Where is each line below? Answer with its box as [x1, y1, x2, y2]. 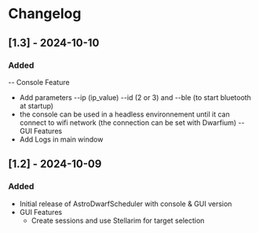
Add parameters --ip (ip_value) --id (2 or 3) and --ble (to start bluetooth [19, 92, 251, 102]
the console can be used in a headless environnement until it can [19, 109, 230, 119]
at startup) [19, 101, 53, 110]
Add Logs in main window [19, 135, 104, 144]
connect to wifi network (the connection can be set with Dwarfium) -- [19, 117, 245, 127]
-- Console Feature [8, 77, 70, 87]
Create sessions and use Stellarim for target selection [31, 216, 205, 225]
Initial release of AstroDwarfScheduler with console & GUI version [19, 198, 232, 209]
